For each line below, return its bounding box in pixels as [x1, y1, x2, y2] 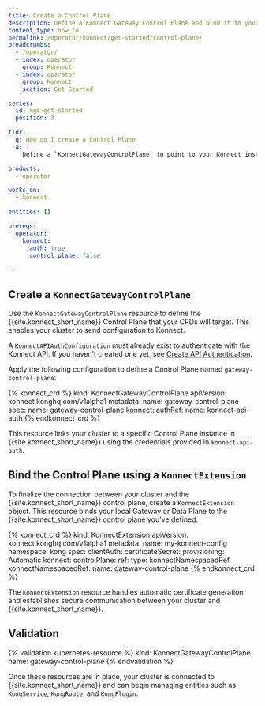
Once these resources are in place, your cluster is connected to [8, 671, 215, 681]
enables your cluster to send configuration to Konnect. [8, 326, 185, 335]
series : [8, 100, 34, 108]
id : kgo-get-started [15, 107, 83, 115]
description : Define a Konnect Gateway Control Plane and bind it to [8, 19, 242, 27]
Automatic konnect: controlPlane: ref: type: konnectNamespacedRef [8, 555, 230, 564]
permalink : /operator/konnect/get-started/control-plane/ [8, 33, 203, 42]
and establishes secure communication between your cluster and [8, 595, 221, 605]
